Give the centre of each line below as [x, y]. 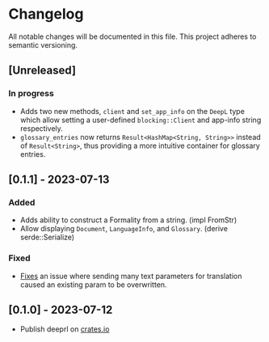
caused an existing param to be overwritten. [93, 285]
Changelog [46, 14]
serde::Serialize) [47, 237]
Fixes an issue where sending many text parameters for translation [131, 276]
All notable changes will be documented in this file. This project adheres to [132, 36]
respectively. [41, 128]
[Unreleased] [42, 71]
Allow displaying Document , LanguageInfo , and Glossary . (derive [124, 229]
